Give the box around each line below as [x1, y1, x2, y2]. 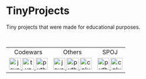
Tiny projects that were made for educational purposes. [6, 23, 141, 30]
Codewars [13, 48, 43, 56]
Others [63, 48, 82, 56]
